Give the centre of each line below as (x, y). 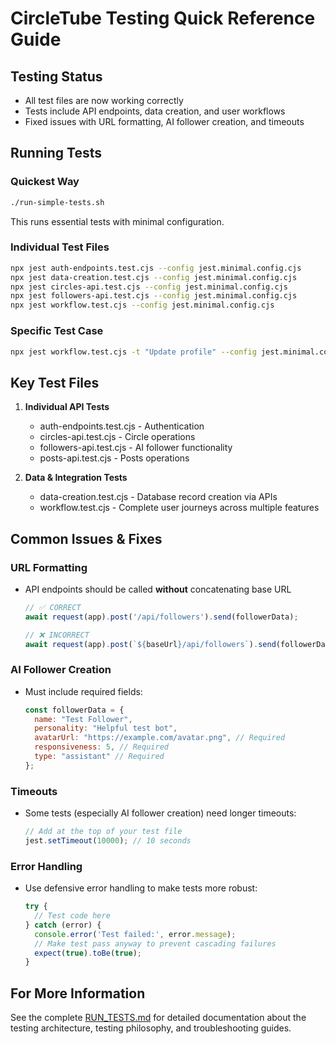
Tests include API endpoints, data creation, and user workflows (155, 111)
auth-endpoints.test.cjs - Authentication (122, 426)
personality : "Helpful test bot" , (106, 728)
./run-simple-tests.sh (57, 202)
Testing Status (56, 76)
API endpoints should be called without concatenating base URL (158, 589)
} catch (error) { (63, 925)
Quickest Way (45, 182)
